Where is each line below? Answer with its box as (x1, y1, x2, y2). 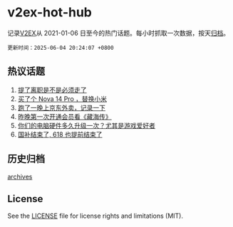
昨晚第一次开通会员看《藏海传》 (17, 112, 112, 121)
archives (7, 172, 33, 181)
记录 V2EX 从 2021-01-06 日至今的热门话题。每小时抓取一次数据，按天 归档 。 (7, 28, 230, 37)
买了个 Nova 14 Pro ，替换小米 (17, 94, 107, 103)
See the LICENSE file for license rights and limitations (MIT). (7, 211, 184, 221)
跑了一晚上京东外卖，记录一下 (17, 103, 105, 112)
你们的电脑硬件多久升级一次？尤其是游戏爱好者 (17, 121, 155, 130)
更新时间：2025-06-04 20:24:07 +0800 (7, 44, 114, 51)
